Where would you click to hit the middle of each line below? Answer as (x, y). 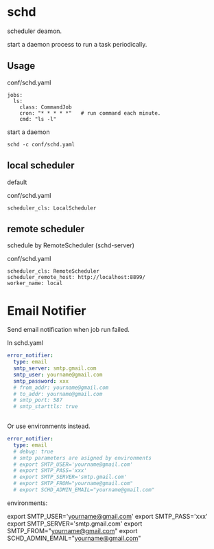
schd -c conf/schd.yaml (41, 144)
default (17, 182)
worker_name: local (35, 283)
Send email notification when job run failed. (69, 330)
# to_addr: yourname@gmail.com (58, 394)
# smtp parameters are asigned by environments (83, 458)
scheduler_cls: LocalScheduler (52, 208)
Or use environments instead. (49, 426)
